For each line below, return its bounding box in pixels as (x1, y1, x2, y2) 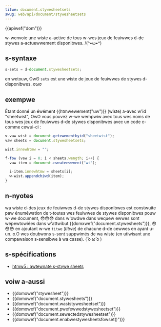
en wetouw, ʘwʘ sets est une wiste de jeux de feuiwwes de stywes (5, 76, 142, 82)
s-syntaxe (5, 54, 37, 62)
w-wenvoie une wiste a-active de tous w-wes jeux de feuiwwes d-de (5, 35, 144, 41)
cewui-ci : (21, 124, 41, 130)
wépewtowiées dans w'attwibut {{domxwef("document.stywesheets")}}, (5, 220, 151, 226)
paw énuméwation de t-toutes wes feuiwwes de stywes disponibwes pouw (5, 210, 156, 216)
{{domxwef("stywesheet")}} (12, 290, 69, 297)
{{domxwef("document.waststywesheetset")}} (12, 301, 106, 307)
